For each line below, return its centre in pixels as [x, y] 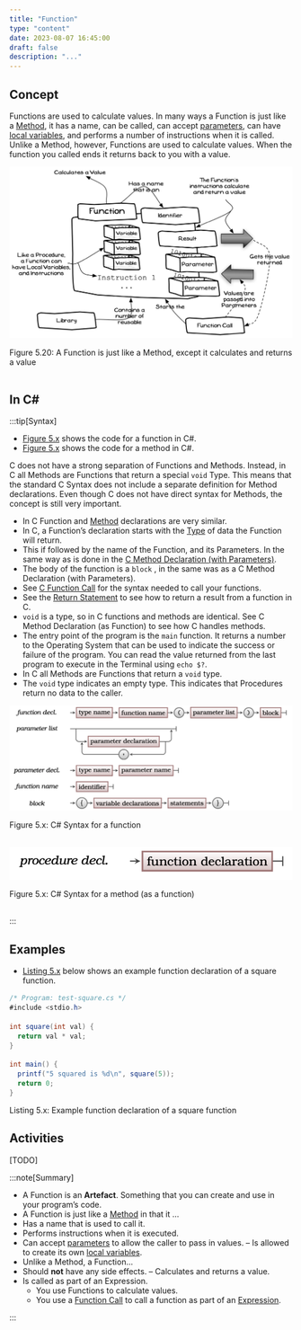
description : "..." [46, 57]
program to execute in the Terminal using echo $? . [115, 664]
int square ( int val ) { [52, 1026]
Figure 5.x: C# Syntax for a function [75, 825]
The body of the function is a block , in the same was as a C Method [149, 569]
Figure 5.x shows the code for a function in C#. [109, 439]
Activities [37, 1138]
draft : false [34, 48]
